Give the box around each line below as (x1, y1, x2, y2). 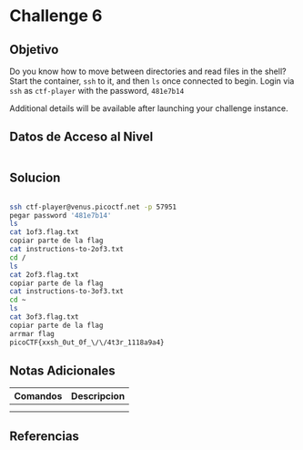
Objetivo (9, 42, 59, 57)
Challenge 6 (9, 5, 103, 26)
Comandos (14, 390, 63, 403)
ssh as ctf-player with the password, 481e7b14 (9, 86, 185, 96)
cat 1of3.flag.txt (9, 228, 79, 237)
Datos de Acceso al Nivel (9, 129, 154, 145)
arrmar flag (9, 329, 55, 338)
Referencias (9, 428, 80, 444)
